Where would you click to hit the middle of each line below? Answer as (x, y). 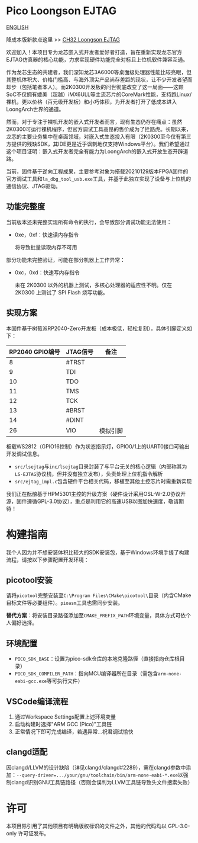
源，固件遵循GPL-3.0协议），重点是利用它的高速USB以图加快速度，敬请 (92, 501)
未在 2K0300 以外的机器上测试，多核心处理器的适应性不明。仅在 (93, 285)
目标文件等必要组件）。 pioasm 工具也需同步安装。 (64, 603)
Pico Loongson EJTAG (61, 11)
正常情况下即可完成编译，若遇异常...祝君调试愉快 (74, 731)
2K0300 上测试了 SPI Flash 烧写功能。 (61, 292)
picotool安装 (30, 580)
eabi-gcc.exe (31, 682)
